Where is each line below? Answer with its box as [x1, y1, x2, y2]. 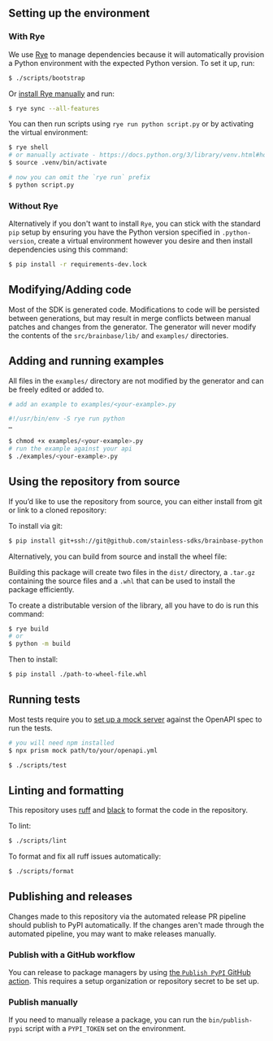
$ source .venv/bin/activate [8, 159, 107, 167]
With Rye [8, 31, 45, 42]
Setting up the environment [8, 7, 150, 20]
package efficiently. [8, 584, 75, 594]
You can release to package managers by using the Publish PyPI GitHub [8, 968, 252, 977]
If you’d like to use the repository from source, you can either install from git [8, 496, 262, 506]
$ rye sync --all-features [8, 104, 100, 112]
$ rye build [8, 625, 49, 633]
